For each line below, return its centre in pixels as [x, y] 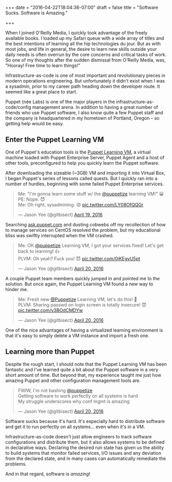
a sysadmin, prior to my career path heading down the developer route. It [83, 86]
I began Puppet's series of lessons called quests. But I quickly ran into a [81, 178]
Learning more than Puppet [50, 352]
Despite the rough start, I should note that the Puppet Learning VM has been [86, 364]
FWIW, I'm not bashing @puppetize [55, 390]
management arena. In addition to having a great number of [95, 107]
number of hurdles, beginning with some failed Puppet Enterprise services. [85, 184]
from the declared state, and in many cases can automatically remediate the [86, 458]
